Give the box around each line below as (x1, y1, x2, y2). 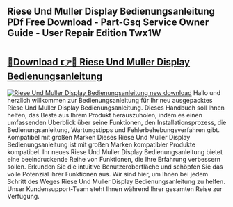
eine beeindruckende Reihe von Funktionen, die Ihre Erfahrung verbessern (7, 156, 221, 163)
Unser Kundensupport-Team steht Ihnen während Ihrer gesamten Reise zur (7, 185, 223, 193)
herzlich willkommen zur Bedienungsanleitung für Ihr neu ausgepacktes (7, 97, 214, 104)
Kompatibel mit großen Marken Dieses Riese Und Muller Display (7, 133, 191, 141)
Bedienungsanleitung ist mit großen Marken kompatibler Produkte (7, 140, 196, 149)
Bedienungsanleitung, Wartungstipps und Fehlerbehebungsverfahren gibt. (7, 126, 220, 134)
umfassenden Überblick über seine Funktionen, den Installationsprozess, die (7, 118, 227, 126)
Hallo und (193, 89, 221, 97)
